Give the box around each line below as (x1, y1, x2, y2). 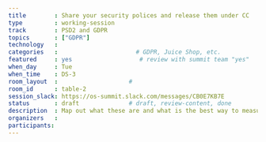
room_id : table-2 (8, 84, 87, 93)
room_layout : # (8, 77, 133, 85)
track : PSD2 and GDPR (8, 26, 108, 34)
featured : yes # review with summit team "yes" (8, 56, 249, 64)
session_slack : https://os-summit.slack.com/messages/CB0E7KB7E (8, 92, 225, 100)
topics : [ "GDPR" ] (8, 33, 90, 42)
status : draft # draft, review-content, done (8, 99, 232, 107)
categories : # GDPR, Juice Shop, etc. (8, 48, 222, 56)
